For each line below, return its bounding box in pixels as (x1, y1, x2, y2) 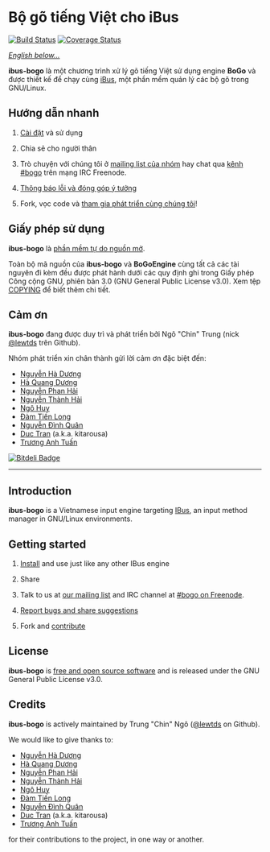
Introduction (8, 484, 72, 498)
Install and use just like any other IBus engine (19, 559, 170, 568)
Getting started (8, 537, 87, 551)
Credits (8, 697, 47, 712)
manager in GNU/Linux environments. (8, 514, 133, 523)
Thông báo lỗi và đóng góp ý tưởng (19, 183, 137, 192)
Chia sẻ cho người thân (19, 143, 97, 153)
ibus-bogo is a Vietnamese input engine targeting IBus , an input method (8, 506, 247, 515)
